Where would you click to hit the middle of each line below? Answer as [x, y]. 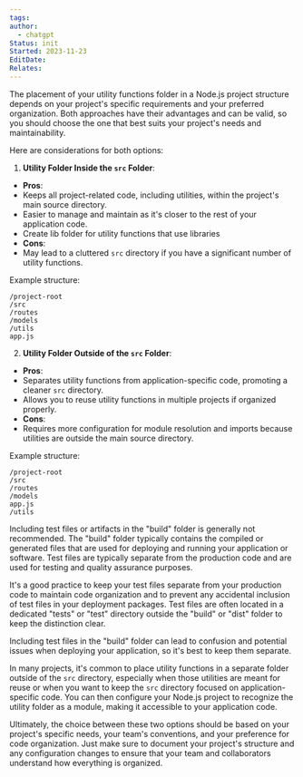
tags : [20, 18]
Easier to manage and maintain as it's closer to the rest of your [139, 214]
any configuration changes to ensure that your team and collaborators [140, 753]
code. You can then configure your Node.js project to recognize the [167, 697]
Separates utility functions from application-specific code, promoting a [155, 380]
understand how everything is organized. [86, 762]
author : [24, 26]
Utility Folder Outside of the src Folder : [97, 353]
